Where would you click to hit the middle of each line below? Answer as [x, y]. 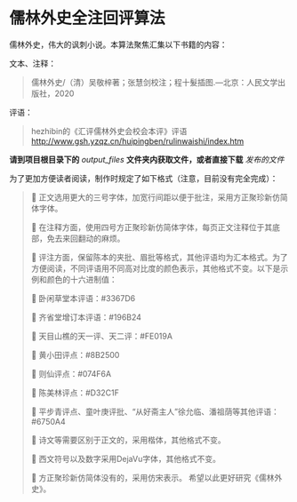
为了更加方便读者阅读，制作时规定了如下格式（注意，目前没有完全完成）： [144, 178]
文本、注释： [32, 63]
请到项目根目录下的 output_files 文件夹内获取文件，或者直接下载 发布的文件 [147, 159]
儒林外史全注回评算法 [88, 18]
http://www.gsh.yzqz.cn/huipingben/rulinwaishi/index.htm [137, 141]
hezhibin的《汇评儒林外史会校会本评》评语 [109, 131]
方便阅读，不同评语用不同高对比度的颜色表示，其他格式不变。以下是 [156, 268]
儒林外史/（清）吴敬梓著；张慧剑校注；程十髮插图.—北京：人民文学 [154, 82]
